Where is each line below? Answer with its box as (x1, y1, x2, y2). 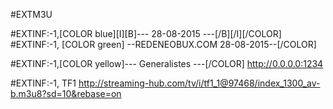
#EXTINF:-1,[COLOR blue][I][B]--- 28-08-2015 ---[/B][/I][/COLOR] (10, 28, 282, 39)
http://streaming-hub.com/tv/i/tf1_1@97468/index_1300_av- (78, 77, 321, 89)
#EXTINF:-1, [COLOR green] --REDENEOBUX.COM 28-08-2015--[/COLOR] (10, 39, 317, 50)
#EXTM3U (10, 9, 53, 20)
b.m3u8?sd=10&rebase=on (10, 88, 122, 99)
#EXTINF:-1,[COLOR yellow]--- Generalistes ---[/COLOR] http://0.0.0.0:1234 (10, 58, 324, 69)
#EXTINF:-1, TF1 (10, 77, 77, 89)
